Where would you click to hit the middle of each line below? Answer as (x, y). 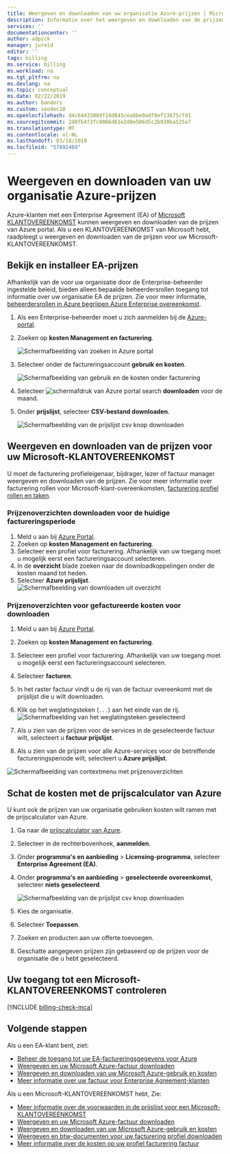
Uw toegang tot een (50, 980)
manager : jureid (30, 45)
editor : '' (23, 52)
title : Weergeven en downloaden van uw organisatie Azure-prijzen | (107, 13)
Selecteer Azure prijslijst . (53, 580)
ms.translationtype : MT (41, 128)
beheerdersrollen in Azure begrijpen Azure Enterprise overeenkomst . (104, 304)
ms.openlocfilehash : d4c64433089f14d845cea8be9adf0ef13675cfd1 (99, 115)
